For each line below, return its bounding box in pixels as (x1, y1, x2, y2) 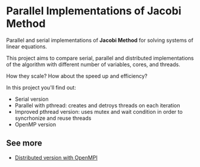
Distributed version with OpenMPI (14, 154, 98, 161)
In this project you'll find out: (6, 83, 76, 91)
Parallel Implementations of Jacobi (6, 4, 182, 18)
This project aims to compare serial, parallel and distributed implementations (6, 54, 194, 61)
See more (6, 138, 43, 149)
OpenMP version (14, 120, 57, 128)
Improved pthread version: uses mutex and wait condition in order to (14, 108, 183, 115)
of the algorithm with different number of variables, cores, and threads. (6, 61, 180, 68)
